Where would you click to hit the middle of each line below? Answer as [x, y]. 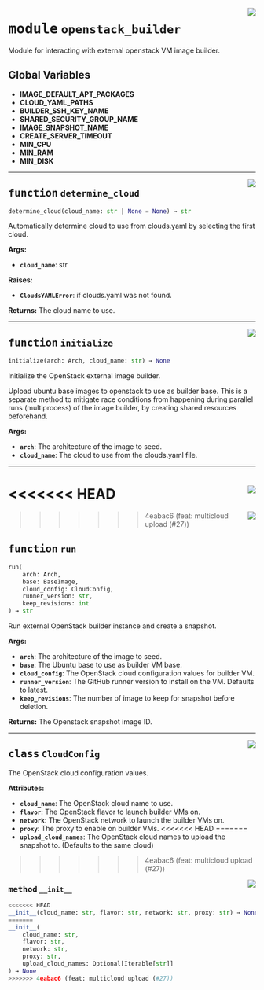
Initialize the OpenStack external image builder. [84, 376]
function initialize [61, 343]
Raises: [20, 280]
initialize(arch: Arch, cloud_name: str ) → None [89, 361]
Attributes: [26, 788]
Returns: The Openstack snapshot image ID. [80, 722]
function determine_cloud [74, 193]
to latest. [34, 690]
